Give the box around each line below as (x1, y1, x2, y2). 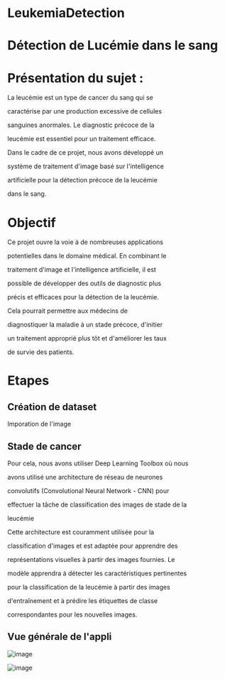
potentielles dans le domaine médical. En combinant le (7, 252, 167, 260)
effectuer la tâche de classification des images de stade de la (7, 500, 187, 509)
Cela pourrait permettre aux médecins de (7, 307, 128, 315)
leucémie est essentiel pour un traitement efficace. (7, 135, 156, 143)
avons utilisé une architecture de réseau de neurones (7, 473, 163, 482)
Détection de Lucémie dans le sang (7, 38, 219, 54)
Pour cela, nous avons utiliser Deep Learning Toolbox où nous (7, 459, 189, 468)
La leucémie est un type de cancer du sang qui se (7, 94, 154, 102)
